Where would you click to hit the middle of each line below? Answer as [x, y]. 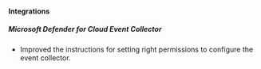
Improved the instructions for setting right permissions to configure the [136, 49]
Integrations [29, 11]
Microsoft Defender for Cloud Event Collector [85, 29]
